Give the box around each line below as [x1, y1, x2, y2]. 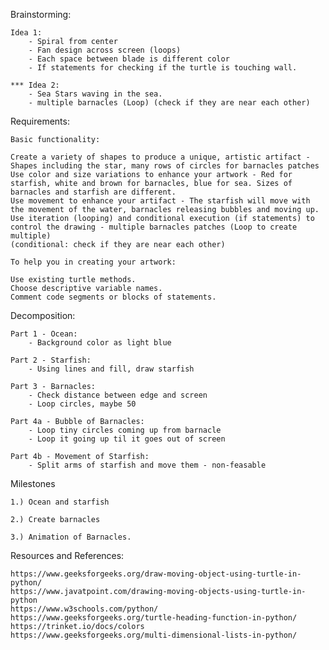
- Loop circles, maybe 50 [28, 399, 137, 409]
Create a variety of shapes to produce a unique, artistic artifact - [10, 152, 311, 162]
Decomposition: [10, 310, 76, 321]
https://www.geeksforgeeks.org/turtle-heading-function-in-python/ [10, 613, 298, 623]
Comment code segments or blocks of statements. [10, 292, 217, 302]
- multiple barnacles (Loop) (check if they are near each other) [28, 98, 311, 108]
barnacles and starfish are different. [10, 187, 177, 197]
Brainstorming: [10, 9, 72, 20]
